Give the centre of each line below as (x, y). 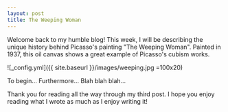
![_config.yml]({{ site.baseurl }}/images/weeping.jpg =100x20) (95, 67)
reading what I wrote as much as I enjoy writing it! (77, 101)
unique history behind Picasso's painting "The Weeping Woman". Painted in (114, 47)
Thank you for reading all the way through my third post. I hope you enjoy (111, 94)
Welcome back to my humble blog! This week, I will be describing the (105, 39)
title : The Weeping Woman (44, 20)
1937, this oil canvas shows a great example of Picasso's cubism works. (109, 54)
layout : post (26, 13)
